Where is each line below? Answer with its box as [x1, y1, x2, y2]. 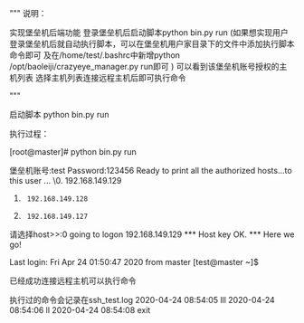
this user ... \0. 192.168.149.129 [9, 176, 122, 185]
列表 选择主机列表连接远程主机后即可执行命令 [16, 72, 186, 83]
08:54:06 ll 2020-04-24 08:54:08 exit [9, 305, 151, 315]
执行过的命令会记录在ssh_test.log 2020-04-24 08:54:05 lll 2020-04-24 [9, 295, 276, 305]
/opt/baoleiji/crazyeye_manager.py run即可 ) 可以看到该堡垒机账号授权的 [9, 62, 280, 71]
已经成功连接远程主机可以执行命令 [9, 275, 137, 286]
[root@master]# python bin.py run [9, 147, 138, 157]
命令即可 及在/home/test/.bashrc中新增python [9, 50, 181, 61]
